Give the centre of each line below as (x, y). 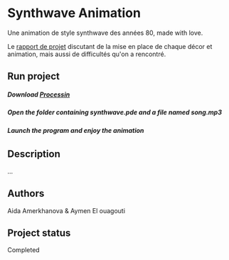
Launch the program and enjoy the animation (76, 130)
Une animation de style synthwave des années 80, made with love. (105, 33)
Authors (26, 194)
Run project (34, 76)
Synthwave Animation (74, 13)
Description (34, 154)
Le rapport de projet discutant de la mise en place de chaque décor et (110, 46)
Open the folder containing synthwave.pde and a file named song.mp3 (115, 112)
